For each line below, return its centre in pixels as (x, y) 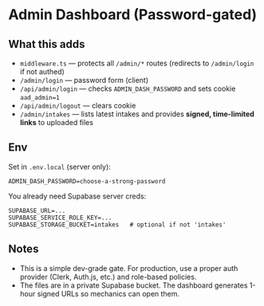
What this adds (47, 44)
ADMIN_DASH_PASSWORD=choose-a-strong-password (87, 181)
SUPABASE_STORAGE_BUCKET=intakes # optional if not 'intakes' (117, 225)
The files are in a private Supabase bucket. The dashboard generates (134, 285)
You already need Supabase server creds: (77, 196)
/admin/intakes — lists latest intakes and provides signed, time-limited (137, 114)
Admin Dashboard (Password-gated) (133, 15)
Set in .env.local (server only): (60, 167)
